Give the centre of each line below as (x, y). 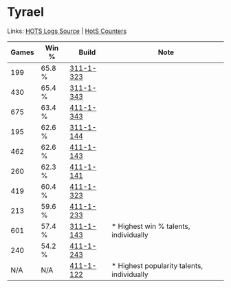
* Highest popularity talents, (157, 265)
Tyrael (26, 12)
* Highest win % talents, (151, 226)
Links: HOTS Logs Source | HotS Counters (67, 31)
